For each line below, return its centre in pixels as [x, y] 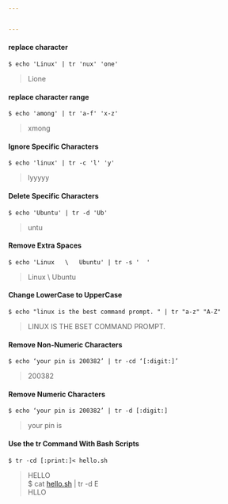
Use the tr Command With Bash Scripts [74, 443]
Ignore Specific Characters [53, 146]
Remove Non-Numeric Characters [65, 344]
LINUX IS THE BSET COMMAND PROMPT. [97, 326]
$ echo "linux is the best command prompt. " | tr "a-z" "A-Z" [115, 312]
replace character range [49, 97]
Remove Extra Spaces [45, 245]
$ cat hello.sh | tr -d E [63, 483]
